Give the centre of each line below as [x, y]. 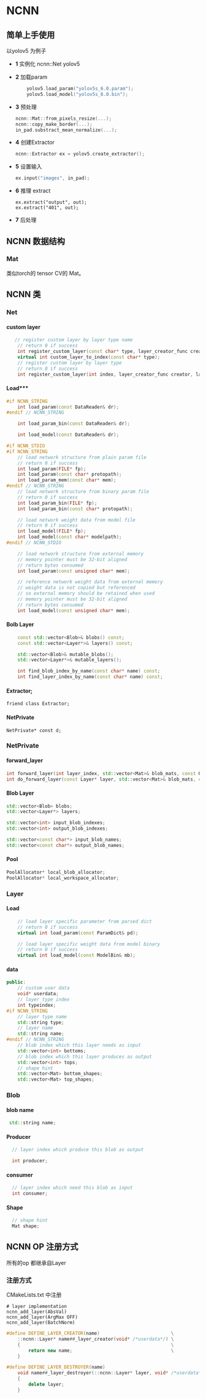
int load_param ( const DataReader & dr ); [68, 407]
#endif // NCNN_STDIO [34, 543]
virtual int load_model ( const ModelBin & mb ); [77, 956]
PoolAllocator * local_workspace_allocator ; [63, 878]
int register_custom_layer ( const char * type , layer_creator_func [103, 352]
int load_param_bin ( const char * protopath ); [75, 509]
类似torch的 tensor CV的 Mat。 [45, 273]
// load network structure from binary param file [83, 492]
